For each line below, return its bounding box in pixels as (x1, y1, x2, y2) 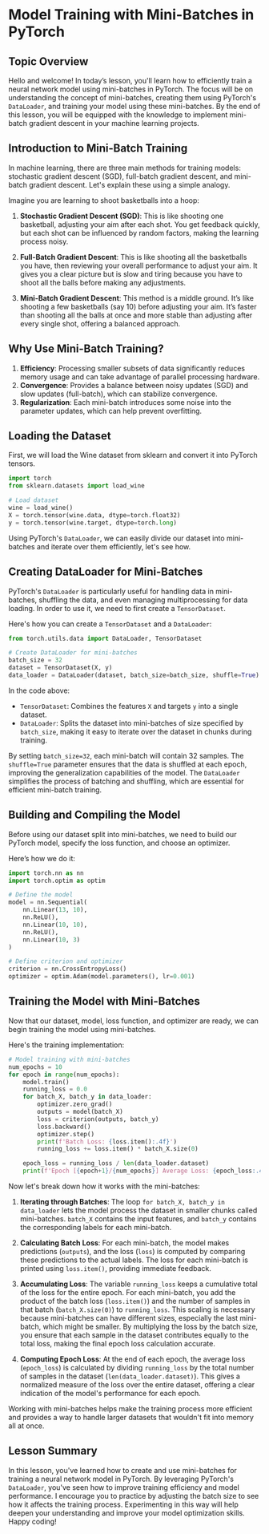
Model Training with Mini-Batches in (8, 6, 255, 24)
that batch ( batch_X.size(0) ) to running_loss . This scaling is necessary (19, 1305, 255, 1314)
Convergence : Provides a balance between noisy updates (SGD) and (19, 380, 249, 390)
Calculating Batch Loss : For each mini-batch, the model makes (19, 1238, 230, 1248)
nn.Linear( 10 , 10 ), (22, 921, 88, 929)
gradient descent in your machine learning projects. (29, 119, 200, 127)
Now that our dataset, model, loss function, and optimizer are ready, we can (8, 1016, 259, 1026)
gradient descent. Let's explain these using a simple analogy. (29, 180, 231, 189)
